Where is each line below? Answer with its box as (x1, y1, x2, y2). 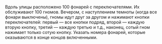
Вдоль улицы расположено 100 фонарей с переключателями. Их (5, 4, 140, 10)
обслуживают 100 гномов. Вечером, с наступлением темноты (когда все (5, 9, 157, 15)
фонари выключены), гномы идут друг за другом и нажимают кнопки (5, 14, 149, 20)
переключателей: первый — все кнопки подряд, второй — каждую (5, 19, 145, 25)
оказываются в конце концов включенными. (5, 34, 98, 40)
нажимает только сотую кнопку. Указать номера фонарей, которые (5, 30, 146, 35)
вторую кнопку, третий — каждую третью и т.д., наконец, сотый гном (5, 24, 150, 30)
